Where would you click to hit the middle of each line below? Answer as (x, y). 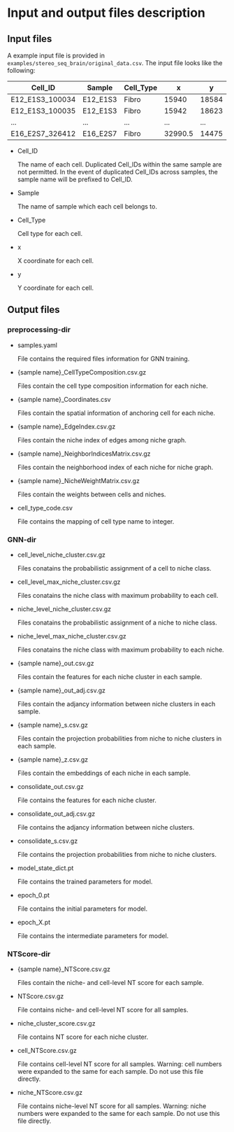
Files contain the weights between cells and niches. (92, 494)
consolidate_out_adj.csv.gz (56, 813)
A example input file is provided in (56, 55)
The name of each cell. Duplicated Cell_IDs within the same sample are (119, 165)
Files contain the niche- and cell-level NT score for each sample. (110, 983)
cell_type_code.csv (45, 508)
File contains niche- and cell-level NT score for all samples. (103, 1010)
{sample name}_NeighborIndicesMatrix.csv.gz (84, 454)
